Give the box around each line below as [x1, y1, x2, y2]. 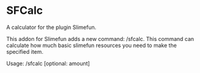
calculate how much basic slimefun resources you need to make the [6, 42, 178, 49]
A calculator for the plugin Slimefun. [6, 24, 97, 31]
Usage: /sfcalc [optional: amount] [6, 60, 90, 67]
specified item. [6, 48, 44, 55]
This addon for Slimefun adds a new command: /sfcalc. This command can [6, 35, 195, 42]
